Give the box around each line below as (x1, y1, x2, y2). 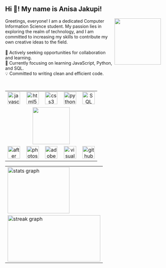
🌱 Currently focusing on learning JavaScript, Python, (5, 60, 113, 66)
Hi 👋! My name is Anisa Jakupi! (5, 5, 102, 13)
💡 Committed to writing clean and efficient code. (5, 70, 104, 77)
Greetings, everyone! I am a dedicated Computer (5, 18, 105, 24)
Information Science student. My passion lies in (5, 23, 102, 29)
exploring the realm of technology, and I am (5, 28, 94, 35)
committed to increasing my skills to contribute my (5, 34, 108, 39)
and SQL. (5, 65, 24, 71)
